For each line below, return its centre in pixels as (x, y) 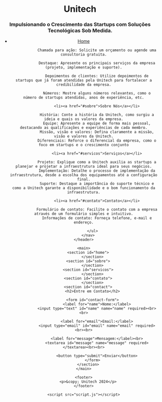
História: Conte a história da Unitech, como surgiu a (97, 115)
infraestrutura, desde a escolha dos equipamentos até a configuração (84, 175)
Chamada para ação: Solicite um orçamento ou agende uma (97, 50)
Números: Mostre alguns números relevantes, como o (97, 93)
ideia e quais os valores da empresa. (84, 119)
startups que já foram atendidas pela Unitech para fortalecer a (84, 80)
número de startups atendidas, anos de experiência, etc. (84, 98)
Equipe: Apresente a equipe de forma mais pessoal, (97, 124)
